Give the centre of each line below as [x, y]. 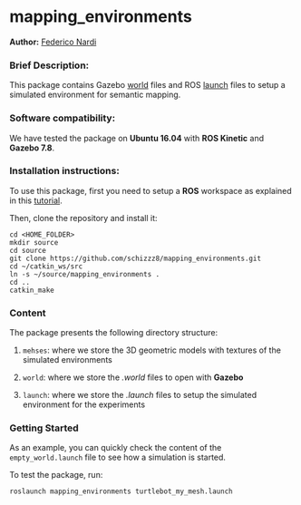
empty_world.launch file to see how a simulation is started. [118, 457]
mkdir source [34, 242]
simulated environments [68, 360]
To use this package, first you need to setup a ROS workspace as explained [150, 190]
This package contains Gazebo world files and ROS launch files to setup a [147, 85]
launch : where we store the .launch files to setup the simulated [140, 395]
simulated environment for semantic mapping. [95, 95]
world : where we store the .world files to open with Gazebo [133, 377]
